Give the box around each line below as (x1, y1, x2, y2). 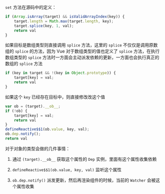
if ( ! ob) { (5, 108, 28, 113)
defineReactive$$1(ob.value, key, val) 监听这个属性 (12, 166, 122, 172)
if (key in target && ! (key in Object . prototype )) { (5, 71, 116, 76)
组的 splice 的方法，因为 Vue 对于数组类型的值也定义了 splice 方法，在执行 (5, 48, 160, 54)
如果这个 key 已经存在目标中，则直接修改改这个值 (5, 94, 105, 100)
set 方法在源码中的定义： (5, 4, 57, 10)
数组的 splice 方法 (5, 61, 43, 67)
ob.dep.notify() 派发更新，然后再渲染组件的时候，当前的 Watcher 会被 (12, 177, 156, 183)
